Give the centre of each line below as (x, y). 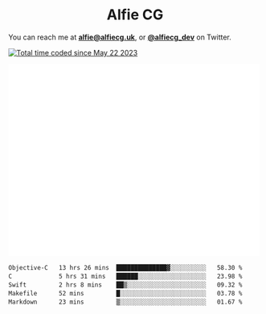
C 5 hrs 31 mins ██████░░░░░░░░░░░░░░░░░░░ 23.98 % (125, 277)
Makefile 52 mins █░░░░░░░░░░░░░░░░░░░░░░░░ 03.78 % (125, 293)
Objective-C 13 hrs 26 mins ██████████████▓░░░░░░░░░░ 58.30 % (125, 268)
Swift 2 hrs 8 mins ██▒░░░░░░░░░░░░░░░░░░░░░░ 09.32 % (125, 285)
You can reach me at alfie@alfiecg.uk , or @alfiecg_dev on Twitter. (120, 37)
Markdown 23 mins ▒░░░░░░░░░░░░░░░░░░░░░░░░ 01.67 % (125, 302)
